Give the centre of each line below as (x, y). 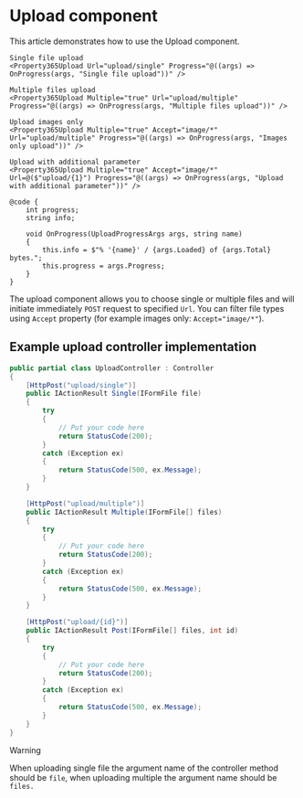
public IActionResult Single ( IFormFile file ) (114, 394)
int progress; (52, 210)
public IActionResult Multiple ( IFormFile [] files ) (124, 512)
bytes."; (26, 258)
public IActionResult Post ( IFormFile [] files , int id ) (132, 631)
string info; (51, 218)
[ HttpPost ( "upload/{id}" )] (77, 622)
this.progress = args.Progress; (104, 266)
